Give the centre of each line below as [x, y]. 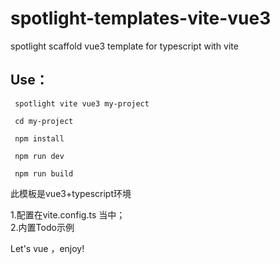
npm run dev [39, 156]
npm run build [44, 173]
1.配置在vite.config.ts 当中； [68, 214]
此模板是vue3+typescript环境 [71, 193]
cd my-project [44, 121]
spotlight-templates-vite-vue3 [141, 18]
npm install [39, 138]
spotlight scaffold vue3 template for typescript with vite [124, 46]
